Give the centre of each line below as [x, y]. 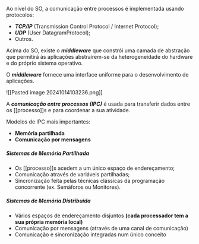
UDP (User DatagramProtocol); [53, 33]
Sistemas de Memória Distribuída [48, 201]
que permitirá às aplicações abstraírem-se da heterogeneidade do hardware [99, 57]
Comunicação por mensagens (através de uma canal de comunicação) [102, 228]
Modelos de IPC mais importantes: [48, 122]
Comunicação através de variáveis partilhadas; [72, 174]
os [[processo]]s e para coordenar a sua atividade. [68, 110]
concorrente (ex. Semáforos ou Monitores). [67, 187]
